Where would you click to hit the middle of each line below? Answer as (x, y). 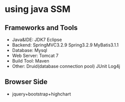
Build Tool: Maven (30, 61)
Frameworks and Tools (41, 28)
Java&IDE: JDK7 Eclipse (37, 39)
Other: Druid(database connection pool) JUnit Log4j (66, 66)
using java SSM (38, 9)
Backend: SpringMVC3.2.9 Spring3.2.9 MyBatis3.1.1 (65, 45)
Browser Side (26, 82)
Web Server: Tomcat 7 (35, 55)
